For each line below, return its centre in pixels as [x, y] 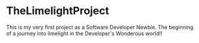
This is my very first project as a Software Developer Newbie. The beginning [100, 27]
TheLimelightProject [58, 11]
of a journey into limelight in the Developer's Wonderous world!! [84, 33]
